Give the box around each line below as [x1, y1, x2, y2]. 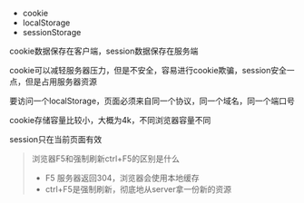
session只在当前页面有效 [9, 134, 103, 144]
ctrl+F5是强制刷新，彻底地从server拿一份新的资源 [44, 184, 231, 194]
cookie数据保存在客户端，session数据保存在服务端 [9, 45, 199, 56]
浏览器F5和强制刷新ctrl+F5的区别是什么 [31, 153, 180, 164]
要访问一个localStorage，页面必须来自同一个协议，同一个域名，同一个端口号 [9, 95, 295, 106]
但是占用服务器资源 [25, 76, 97, 87]
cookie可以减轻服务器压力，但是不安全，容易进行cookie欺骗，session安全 [9, 65, 288, 75]
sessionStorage [22, 27, 82, 37]
